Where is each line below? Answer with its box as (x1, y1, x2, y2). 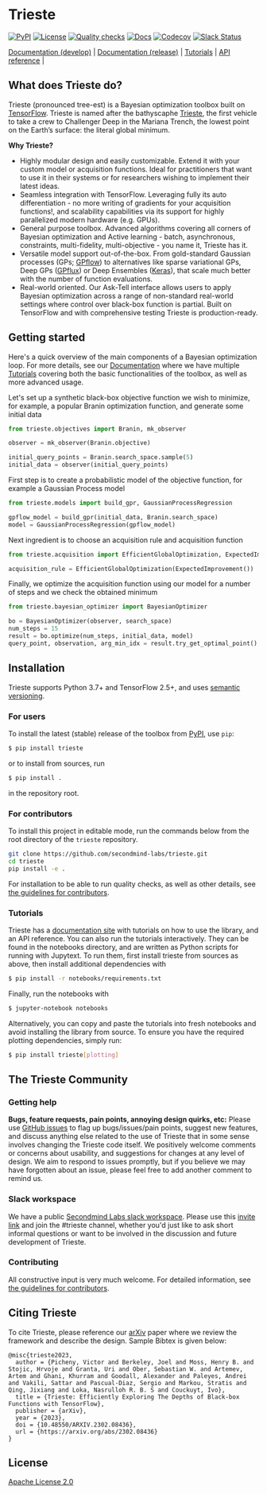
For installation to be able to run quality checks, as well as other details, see (8, 879, 256, 889)
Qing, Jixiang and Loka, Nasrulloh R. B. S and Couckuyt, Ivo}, (8, 1386, 226, 1394)
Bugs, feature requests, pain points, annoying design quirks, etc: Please (8, 1114, 251, 1125)
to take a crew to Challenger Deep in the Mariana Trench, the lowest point (8, 117, 250, 126)
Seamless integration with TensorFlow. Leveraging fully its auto (19, 189, 227, 199)
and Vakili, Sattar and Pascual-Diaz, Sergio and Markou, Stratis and (8, 1379, 247, 1387)
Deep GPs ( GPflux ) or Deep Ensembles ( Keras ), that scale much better (19, 265, 251, 275)
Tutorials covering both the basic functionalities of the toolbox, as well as (8, 369, 248, 378)
